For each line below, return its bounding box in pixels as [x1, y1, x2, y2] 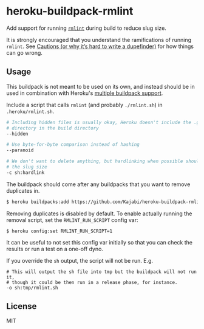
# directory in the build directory [6, 125, 99, 131]
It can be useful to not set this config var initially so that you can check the [6, 238, 193, 246]
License [6, 301, 37, 311]
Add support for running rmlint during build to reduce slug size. [6, 24, 167, 32]
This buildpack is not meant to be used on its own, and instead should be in [6, 83, 195, 90]
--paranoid [6, 147, 34, 153]
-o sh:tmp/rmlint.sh [6, 285, 59, 291]
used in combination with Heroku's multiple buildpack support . [6, 89, 163, 97]
